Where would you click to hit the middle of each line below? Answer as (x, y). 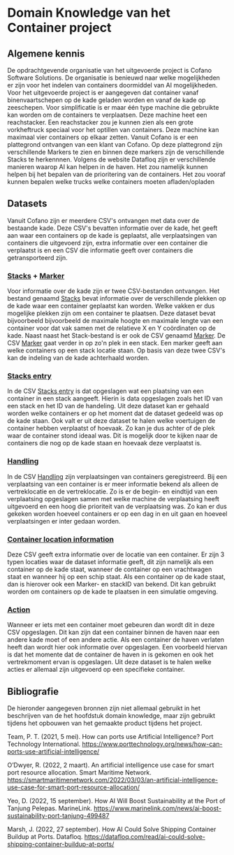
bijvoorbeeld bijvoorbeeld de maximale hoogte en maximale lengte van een (115, 321)
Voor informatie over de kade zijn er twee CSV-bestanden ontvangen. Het (114, 291)
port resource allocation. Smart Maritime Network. (80, 773)
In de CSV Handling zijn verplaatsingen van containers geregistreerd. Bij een (117, 476)
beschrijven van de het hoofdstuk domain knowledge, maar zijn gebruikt (111, 716)
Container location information (60, 539)
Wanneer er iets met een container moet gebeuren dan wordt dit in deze (111, 625)
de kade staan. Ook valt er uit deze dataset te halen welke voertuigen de (111, 421)
